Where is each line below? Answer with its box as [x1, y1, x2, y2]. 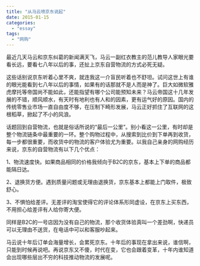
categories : [6, 20, 36, 26]
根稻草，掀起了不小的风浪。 [6, 111, 74, 118]
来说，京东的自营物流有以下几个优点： [6, 146, 100, 152]
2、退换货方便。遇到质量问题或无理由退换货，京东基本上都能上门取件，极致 [6, 179, 192, 185]
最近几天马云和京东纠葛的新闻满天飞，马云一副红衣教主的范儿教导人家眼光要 [6, 54, 194, 60]
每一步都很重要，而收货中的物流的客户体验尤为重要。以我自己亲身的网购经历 [6, 138, 194, 145]
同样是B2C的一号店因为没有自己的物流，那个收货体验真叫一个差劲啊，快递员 [6, 218, 194, 226]
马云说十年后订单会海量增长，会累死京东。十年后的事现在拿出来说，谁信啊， [6, 239, 194, 246]
